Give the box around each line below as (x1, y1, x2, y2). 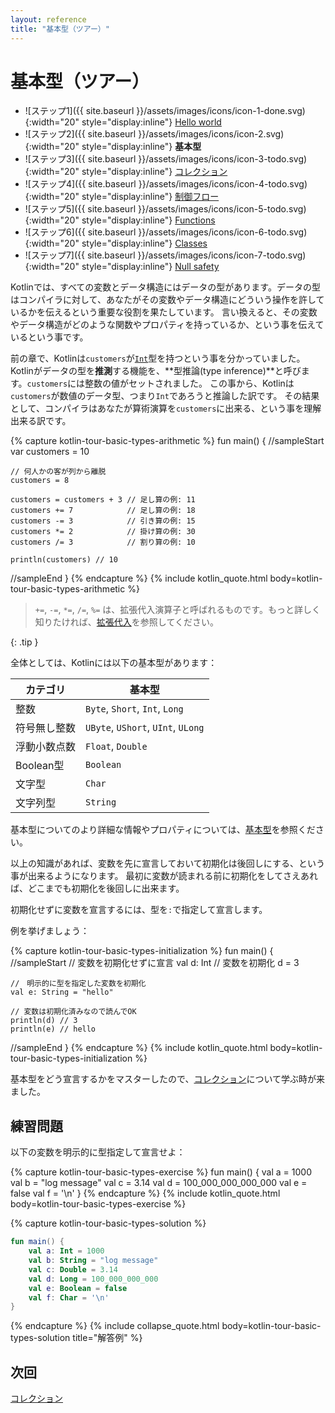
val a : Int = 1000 (28, 1246, 105, 1256)
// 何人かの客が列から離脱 (10, 467, 107, 477)
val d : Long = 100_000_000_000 (28, 1274, 159, 1284)
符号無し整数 (15, 721, 77, 735)
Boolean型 (15, 759, 65, 773)
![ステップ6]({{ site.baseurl (24, 226, 137, 238)
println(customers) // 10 (10, 555, 118, 565)
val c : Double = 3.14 (28, 1264, 118, 1275)
